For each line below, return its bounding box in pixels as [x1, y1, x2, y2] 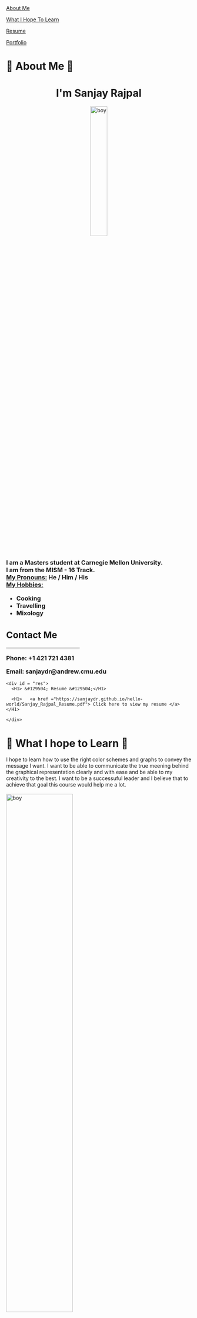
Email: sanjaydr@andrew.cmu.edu [6, 667, 107, 676]
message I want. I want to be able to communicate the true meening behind [6, 762, 189, 769]
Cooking [16, 594, 41, 602]
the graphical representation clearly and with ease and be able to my [6, 769, 173, 776]
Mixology [16, 609, 44, 617]
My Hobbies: [6, 580, 44, 589]
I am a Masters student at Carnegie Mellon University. [6, 559, 163, 567]
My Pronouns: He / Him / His [6, 573, 88, 582]
